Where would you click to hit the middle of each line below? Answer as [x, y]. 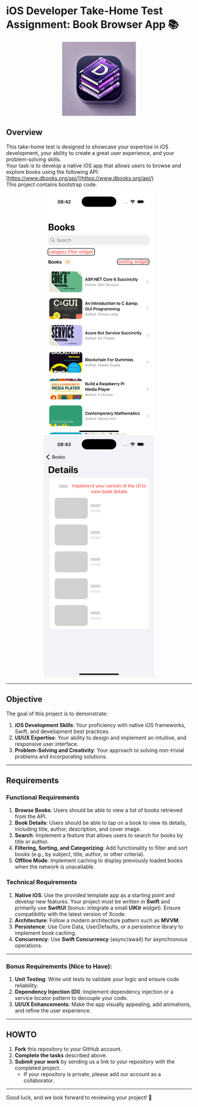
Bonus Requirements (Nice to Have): [59, 966]
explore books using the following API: [53, 172]
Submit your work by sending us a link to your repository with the [95, 1061]
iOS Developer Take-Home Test [85, 11]
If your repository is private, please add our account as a [92, 1074]
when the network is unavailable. [55, 867]
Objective [24, 699]
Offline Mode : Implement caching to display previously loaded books [98, 861]
